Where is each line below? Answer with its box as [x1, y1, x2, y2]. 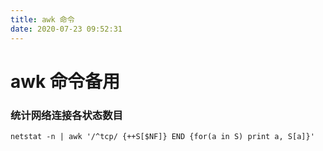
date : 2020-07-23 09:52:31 [10, 24, 123, 34]
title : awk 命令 [10, 14, 75, 25]
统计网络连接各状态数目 [10, 108, 123, 122]
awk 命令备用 [10, 70, 120, 93]
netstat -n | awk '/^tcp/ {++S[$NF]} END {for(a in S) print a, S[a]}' [10, 131, 315, 141]
